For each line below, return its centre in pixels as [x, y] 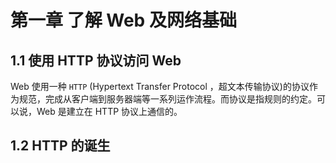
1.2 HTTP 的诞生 [60, 146]
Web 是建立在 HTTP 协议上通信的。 [109, 111]
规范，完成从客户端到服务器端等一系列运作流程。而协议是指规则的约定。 [167, 99]
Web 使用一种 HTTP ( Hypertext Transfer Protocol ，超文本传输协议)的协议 [160, 86]
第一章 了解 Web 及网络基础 [123, 20]
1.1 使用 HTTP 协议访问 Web [96, 60]
